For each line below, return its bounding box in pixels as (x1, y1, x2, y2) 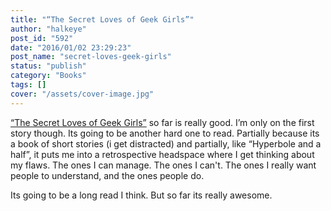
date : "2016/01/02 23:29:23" (10, 42, 132, 53)
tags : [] (10, 80, 47, 90)
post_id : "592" (10, 33, 74, 43)
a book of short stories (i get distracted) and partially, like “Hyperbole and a (10, 137, 322, 150)
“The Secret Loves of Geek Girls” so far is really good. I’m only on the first (10, 116, 315, 128)
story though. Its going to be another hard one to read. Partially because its (10, 127, 320, 139)
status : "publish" (10, 61, 87, 71)
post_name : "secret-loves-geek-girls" (10, 52, 172, 62)
